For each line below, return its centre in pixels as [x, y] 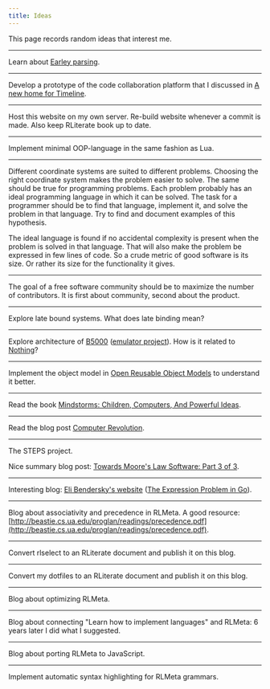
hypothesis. [28, 222]
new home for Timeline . [47, 93]
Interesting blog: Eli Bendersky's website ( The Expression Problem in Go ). [130, 489]
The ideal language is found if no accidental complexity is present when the [134, 238]
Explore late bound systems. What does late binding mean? [106, 318]
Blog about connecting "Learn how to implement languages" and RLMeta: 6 [133, 622]
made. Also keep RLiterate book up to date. [80, 124]
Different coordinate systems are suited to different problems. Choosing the [133, 171]
